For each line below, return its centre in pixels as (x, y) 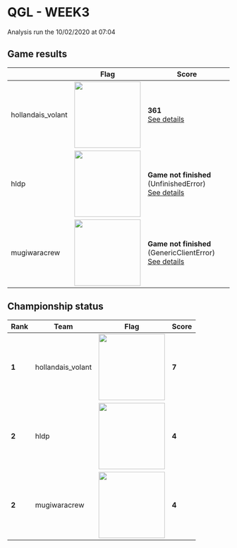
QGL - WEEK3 (49, 12)
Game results (37, 54)
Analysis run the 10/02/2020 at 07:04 (61, 32)
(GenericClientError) (181, 252)
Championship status (55, 307)
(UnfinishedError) (177, 183)
